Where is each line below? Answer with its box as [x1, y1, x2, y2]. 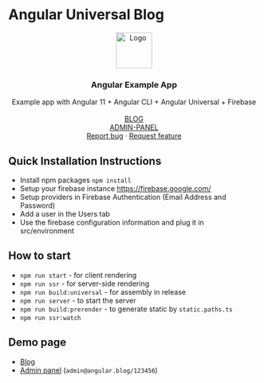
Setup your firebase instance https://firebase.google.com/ [19, 184, 211, 193]
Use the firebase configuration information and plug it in [19, 217, 205, 228]
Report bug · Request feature [86, 131, 182, 141]
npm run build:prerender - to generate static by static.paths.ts [19, 304, 233, 314]
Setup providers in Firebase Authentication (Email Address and [19, 193, 227, 202]
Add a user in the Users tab [19, 209, 110, 219]
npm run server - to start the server [19, 295, 137, 305]
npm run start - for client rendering [19, 270, 137, 279]
